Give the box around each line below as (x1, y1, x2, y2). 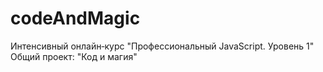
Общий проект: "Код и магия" (10, 50, 138, 62)
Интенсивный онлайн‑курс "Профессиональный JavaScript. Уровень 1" (10, 40, 315, 52)
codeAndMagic (10, 7, 141, 30)
